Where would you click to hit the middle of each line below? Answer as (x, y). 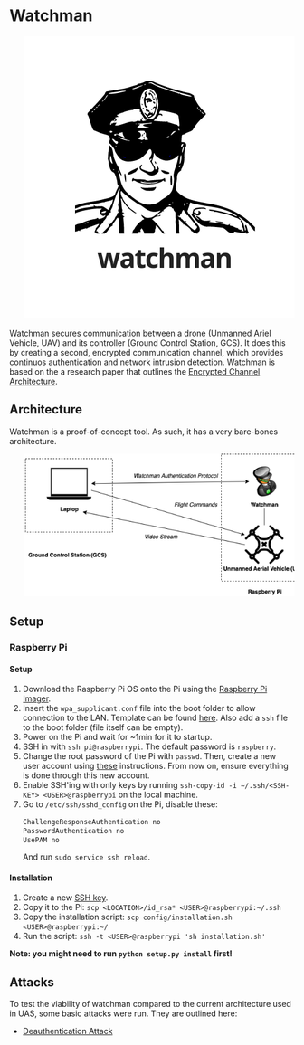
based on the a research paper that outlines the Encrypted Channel (135, 371)
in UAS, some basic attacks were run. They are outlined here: (123, 1013)
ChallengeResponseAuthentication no (91, 822)
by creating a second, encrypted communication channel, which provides (147, 352)
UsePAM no (41, 841)
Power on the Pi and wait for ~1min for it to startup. (117, 737)
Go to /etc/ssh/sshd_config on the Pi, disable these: (120, 804)
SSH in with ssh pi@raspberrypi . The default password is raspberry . (149, 746)
